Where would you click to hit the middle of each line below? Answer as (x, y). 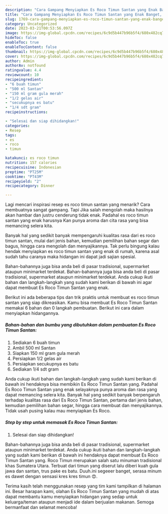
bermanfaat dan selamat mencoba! (41, 507)
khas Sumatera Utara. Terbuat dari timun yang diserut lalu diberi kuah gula (82, 466)
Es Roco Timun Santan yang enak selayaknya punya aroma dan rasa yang (81, 389)
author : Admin (20, 61)
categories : (17, 125)
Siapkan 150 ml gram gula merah (46, 353)
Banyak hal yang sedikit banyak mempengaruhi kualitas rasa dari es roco (80, 235)
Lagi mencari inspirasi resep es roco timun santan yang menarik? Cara (78, 204)
